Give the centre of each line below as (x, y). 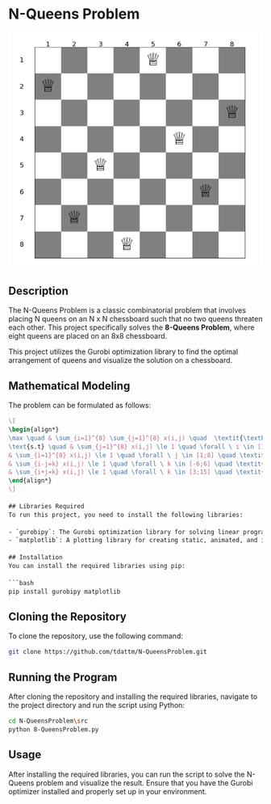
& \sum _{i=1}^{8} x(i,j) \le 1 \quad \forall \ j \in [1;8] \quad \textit (137, 455)
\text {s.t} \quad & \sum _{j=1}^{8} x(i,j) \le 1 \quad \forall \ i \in (131, 446)
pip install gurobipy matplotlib (65, 591)
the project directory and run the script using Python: (97, 705)
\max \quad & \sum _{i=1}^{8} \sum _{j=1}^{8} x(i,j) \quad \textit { (126, 438)
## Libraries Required (46, 506)
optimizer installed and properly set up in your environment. (108, 791)
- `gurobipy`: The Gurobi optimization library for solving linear (124, 532)
